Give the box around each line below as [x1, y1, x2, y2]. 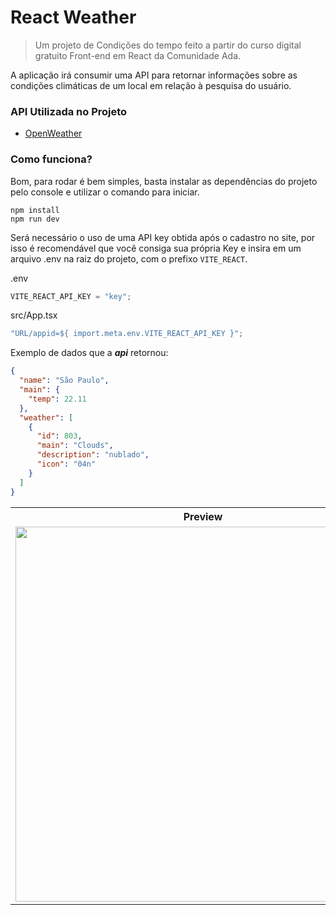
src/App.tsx [10, 309, 58, 321]
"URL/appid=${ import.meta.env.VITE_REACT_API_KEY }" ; [10, 329, 244, 339]
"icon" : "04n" [36, 459, 97, 470]
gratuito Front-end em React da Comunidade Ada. [34, 49, 242, 61]
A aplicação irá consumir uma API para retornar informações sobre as [10, 69, 298, 81]
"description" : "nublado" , [36, 450, 150, 460]
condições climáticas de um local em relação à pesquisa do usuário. [10, 79, 292, 91]
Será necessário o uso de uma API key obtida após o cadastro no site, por [10, 231, 316, 243]
